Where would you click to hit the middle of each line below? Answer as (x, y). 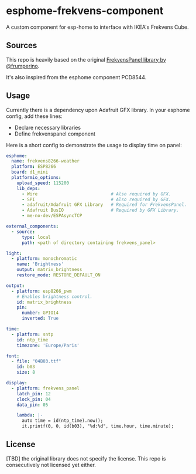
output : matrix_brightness (49, 270)
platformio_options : (36, 178)
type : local (36, 237)
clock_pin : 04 (34, 399)
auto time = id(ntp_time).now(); (62, 421)
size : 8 (26, 373)
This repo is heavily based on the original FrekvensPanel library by (86, 59)
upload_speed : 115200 (43, 183)
